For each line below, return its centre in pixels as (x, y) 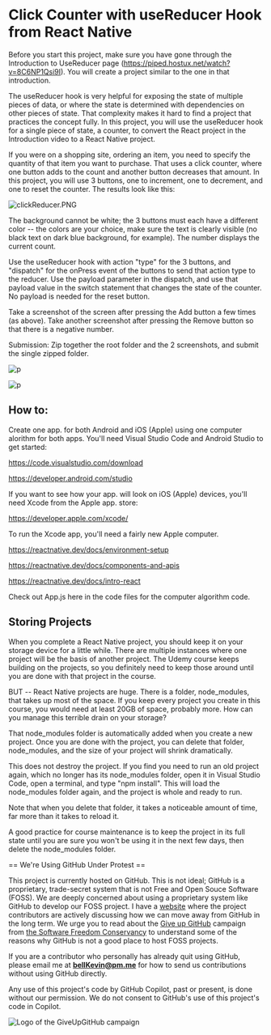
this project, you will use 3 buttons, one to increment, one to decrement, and (135, 180)
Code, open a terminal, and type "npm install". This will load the (114, 783)
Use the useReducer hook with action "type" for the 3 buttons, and (120, 261)
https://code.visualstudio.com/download (76, 462)
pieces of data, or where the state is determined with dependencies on (127, 104)
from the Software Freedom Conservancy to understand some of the (123, 931)
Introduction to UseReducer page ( (66, 63)
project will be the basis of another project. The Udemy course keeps (124, 659)
